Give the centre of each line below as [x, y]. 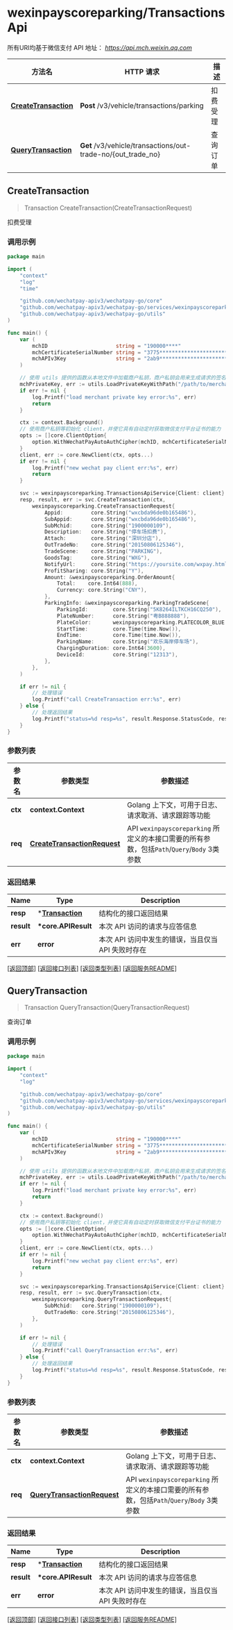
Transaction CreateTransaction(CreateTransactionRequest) [108, 208]
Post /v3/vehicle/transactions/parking [142, 106]
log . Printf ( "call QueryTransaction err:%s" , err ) [105, 1351]
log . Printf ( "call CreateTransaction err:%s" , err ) [107, 699]
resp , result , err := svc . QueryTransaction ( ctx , [91, 1293]
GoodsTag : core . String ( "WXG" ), [97, 558]
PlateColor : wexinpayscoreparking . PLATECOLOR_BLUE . [142, 622]
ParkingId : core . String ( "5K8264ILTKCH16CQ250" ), [139, 609]
